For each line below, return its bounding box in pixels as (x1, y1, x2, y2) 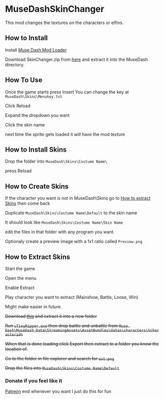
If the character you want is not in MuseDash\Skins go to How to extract (5, 195, 151, 201)
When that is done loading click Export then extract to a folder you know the (5, 341, 159, 346)
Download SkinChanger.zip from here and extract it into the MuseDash (5, 56, 148, 62)
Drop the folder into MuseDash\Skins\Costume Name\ (5, 159, 108, 164)
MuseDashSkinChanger (5, 3, 105, 15)
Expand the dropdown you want (5, 112, 70, 118)
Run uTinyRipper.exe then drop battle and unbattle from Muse (5, 323, 128, 328)
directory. (5, 61, 25, 67)
